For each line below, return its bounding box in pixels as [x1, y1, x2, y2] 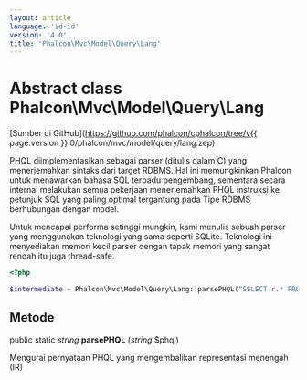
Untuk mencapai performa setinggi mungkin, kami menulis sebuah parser [9, 221, 286, 233]
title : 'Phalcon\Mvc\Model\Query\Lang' [9, 38, 162, 48]
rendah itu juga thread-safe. [9, 250, 115, 261]
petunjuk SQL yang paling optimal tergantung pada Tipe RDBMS [9, 194, 251, 206]
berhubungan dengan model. [9, 204, 120, 215]
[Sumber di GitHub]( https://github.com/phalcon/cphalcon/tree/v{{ [9, 128, 258, 139]
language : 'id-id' [9, 22, 79, 31]
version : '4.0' [9, 30, 68, 39]
